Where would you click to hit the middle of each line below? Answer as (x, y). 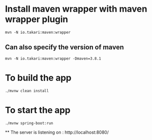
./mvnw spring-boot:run (29, 123)
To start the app (38, 110)
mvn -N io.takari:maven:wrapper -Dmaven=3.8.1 (53, 59)
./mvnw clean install (27, 91)
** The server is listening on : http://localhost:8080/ (57, 132)
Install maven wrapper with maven (76, 9)
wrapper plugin (37, 19)
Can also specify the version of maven (65, 47)
